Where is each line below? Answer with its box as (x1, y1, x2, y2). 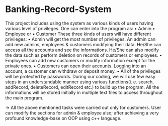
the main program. (5, 94, 44, 101)
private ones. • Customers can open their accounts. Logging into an (5, 63, 146, 69)
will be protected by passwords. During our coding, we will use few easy (5, 73, 156, 79)
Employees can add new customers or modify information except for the (5, 57, 155, 63)
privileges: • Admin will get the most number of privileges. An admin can (5, 36, 156, 42)
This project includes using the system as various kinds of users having (5, 20, 153, 26)
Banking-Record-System (5, 4, 112, 15)
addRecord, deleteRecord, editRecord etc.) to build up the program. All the (5, 84, 159, 90)
